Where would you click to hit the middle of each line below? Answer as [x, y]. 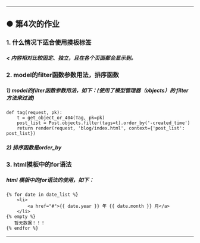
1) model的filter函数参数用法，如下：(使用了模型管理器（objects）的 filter [97, 90]
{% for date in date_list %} [42, 195]
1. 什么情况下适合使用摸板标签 [49, 42]
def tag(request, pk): [34, 113]
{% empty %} [21, 217]
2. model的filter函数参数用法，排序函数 [62, 75]
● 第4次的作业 [33, 24]
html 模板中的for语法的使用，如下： [50, 180]
